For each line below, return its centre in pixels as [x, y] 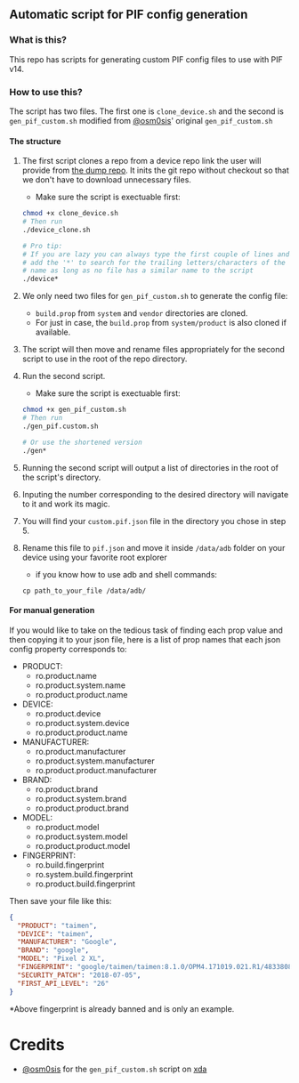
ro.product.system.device [82, 723]
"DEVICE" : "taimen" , [55, 933]
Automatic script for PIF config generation [129, 15]
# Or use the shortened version [82, 442]
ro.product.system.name [81, 685]
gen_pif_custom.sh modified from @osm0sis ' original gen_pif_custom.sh [141, 120]
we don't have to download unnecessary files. [106, 180]
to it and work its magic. [66, 504]
